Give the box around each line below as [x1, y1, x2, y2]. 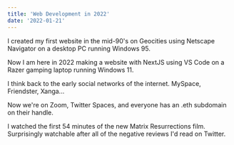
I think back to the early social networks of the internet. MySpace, [7, 79, 201, 87]
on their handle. [7, 108, 54, 117]
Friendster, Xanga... [7, 87, 65, 95]
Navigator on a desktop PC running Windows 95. [7, 44, 151, 53]
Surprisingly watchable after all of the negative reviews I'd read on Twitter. [7, 129, 226, 138]
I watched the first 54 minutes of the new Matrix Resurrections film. [7, 122, 205, 130]
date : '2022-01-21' [7, 17, 66, 24]
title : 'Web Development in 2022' [7, 10, 111, 18]
